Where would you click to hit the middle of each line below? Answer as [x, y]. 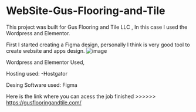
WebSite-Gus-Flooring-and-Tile [86, 11]
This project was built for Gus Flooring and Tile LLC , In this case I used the [97, 27]
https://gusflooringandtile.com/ [44, 102]
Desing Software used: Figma [42, 85]
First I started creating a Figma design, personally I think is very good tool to [98, 45]
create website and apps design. [45, 50]
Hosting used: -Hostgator [37, 73]
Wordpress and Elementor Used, [45, 62]
